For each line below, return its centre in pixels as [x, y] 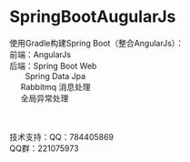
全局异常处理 [45, 98]
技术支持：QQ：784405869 [62, 137]
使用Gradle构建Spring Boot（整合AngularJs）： [97, 43]
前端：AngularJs [40, 54]
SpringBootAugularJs [93, 17]
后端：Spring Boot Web [53, 66]
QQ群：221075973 [44, 148]
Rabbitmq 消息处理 [55, 86]
